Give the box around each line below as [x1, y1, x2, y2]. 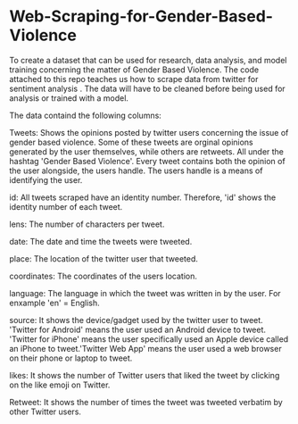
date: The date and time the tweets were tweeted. [9, 236, 193, 246]
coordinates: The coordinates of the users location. [9, 270, 198, 281]
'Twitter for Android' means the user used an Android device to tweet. [9, 324, 266, 335]
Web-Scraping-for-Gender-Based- [9, 6, 274, 27]
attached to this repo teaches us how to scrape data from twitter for [9, 73, 259, 84]
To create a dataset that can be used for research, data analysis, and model [9, 54, 287, 65]
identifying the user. [9, 174, 83, 185]
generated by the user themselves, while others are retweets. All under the [9, 145, 284, 157]
